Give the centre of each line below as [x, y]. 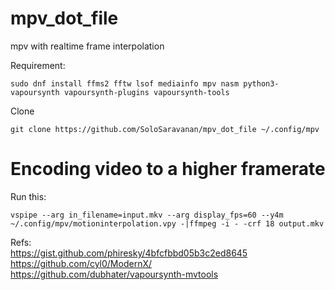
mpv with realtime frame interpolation [87, 46]
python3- [261, 83]
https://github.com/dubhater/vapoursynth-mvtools [114, 274]
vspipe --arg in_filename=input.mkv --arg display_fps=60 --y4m [147, 215]
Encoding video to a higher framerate [168, 169]
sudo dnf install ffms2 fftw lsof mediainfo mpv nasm [125, 83]
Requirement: [38, 65]
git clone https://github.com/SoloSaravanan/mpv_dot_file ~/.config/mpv [165, 129]
